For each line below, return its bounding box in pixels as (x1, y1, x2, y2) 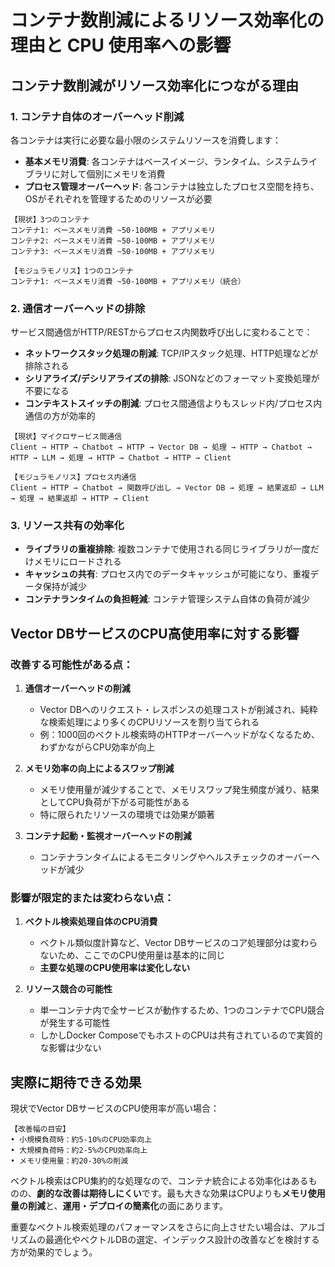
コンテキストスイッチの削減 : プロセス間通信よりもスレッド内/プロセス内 (24, 397, 323, 410)
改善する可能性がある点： (10, 657, 134, 671)
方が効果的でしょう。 (10, 1246, 98, 1258)
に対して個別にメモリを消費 (51, 167, 166, 180)
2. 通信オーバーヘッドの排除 (10, 301, 146, 315)
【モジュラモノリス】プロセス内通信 (10, 472, 137, 483)
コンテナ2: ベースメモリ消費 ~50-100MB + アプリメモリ (10, 236, 216, 246)
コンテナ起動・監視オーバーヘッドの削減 (24, 830, 192, 842)
